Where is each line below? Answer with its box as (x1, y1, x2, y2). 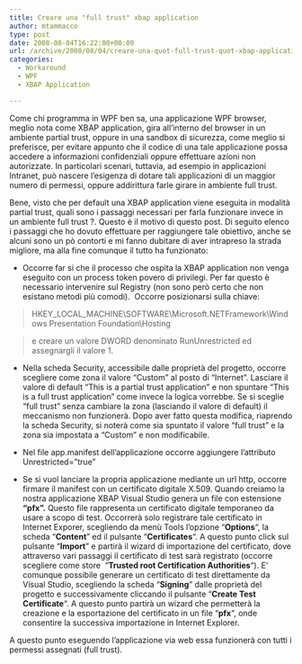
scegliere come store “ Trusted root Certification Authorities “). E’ (22, 560, 269, 570)
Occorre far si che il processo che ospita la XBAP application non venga (22, 262, 289, 273)
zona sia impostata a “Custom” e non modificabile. (22, 429, 209, 440)
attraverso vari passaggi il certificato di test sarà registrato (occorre (22, 550, 273, 561)
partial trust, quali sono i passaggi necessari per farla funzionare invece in (9, 206, 284, 217)
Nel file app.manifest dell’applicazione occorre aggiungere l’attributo (22, 446, 276, 457)
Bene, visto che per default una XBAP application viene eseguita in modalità (9, 197, 290, 208)
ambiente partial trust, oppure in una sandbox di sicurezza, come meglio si (9, 131, 286, 142)
